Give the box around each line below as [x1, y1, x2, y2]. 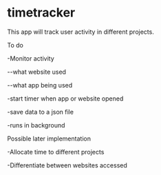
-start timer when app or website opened [7, 94, 124, 103]
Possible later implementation [7, 134, 92, 143]
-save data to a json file [7, 107, 74, 116]
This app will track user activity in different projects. [7, 28, 155, 36]
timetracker [7, 5, 76, 21]
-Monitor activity [7, 54, 54, 63]
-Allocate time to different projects [7, 147, 105, 156]
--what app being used [7, 81, 73, 89]
